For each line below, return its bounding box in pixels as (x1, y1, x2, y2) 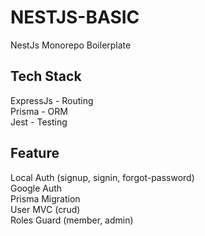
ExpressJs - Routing (10, 94, 94, 106)
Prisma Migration (10, 192, 81, 205)
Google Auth (10, 182, 63, 194)
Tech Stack (10, 68, 82, 85)
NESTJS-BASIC (10, 6, 140, 29)
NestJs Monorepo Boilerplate (10, 39, 132, 51)
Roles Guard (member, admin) (10, 214, 134, 226)
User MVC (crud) (10, 203, 81, 215)
